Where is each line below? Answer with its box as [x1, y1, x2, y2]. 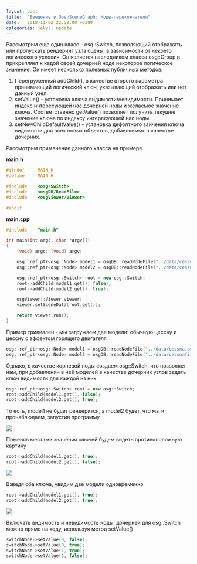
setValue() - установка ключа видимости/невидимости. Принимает [14, 96, 184, 103]
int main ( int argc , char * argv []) [6, 237, 91, 243]
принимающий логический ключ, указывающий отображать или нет [14, 83, 187, 91]
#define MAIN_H [6, 173, 54, 179]
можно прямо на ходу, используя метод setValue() [6, 525, 133, 532]
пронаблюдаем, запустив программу [6, 414, 100, 421]
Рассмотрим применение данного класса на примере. [6, 145, 144, 152]
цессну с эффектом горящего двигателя [6, 335, 107, 342]
